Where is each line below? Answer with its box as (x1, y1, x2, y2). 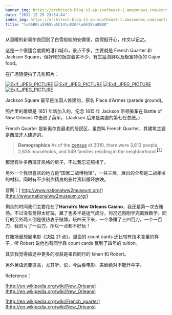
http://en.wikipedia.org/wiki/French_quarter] (7, 298, 100, 304)
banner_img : (5, 7, 31, 13)
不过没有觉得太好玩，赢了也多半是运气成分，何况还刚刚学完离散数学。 (14, 209, 162, 216)
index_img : (5, 17, 29, 22)
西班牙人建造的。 (9, 132, 46, 138)
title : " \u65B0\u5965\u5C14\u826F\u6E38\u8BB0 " (5, 22, 109, 27)
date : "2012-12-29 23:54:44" (5, 12, 68, 17)
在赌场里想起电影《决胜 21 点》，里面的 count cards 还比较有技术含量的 (5, 234, 155, 240)
